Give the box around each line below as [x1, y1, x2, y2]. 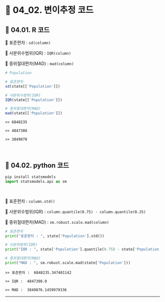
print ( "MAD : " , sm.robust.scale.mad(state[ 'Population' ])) [5, 261, 131, 266]
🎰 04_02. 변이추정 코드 [5, 4, 94, 16]
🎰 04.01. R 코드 [5, 26, 50, 34]
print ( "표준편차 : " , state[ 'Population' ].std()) [5, 234, 105, 238]
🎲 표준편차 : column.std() [5, 198, 55, 204]
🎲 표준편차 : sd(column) [5, 40, 51, 45]
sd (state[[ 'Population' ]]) [5, 84, 60, 89]
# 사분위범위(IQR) [5, 242, 38, 247]
